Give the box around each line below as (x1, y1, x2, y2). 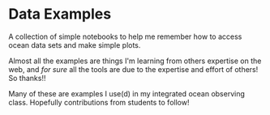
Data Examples (8, 5, 112, 23)
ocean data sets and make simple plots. (8, 40, 141, 49)
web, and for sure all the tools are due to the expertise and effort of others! (8, 64, 259, 74)
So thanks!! (8, 73, 46, 83)
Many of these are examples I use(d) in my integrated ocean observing (8, 88, 246, 98)
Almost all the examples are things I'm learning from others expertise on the (8, 56, 262, 66)
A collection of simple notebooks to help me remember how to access (8, 32, 242, 41)
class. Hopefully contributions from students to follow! (8, 97, 190, 107)
